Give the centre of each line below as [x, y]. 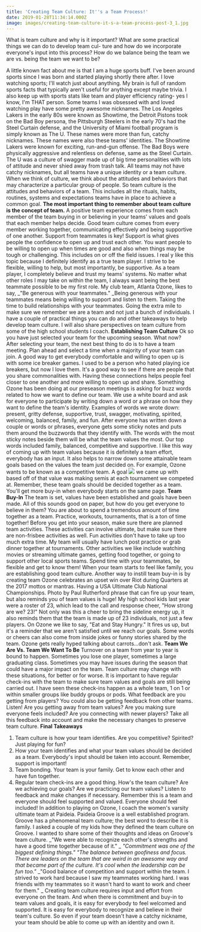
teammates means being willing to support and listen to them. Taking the [96, 299]
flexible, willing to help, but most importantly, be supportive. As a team [93, 268]
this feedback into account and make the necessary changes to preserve [96, 720]
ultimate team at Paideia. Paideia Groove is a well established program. [102, 814]
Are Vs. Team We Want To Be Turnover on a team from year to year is [92, 650]
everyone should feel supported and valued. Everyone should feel [96, 802]
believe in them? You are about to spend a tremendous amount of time [93, 510]
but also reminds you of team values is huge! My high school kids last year [98, 599]
